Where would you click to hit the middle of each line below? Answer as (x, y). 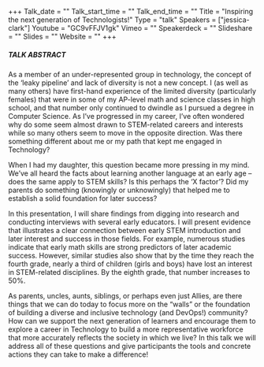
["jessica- (234, 20)
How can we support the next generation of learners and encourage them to (132, 321)
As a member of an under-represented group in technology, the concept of (130, 74)
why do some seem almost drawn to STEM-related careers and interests (126, 124)
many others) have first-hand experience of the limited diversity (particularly (132, 91)
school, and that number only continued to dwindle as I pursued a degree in (131, 108)
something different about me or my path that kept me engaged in (115, 141)
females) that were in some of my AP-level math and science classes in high (132, 99)
